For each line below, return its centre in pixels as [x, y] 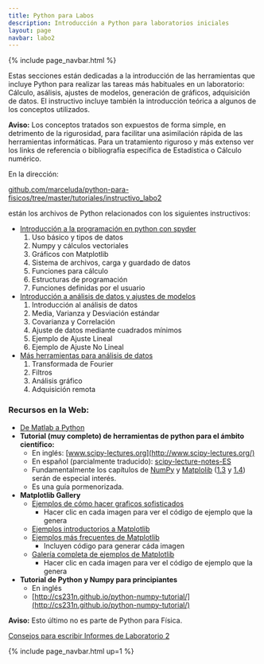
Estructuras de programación [80, 280]
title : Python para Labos [51, 16]
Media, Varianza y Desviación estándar [96, 313]
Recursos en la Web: [49, 410]
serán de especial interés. [74, 478]
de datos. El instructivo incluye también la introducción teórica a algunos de [132, 101]
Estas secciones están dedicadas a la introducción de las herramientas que [132, 76]
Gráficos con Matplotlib [70, 254]
